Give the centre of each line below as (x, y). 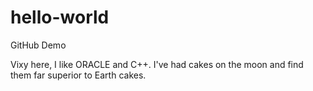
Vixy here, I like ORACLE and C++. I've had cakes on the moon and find (157, 64)
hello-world (60, 17)
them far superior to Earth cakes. (78, 75)
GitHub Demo (38, 45)
